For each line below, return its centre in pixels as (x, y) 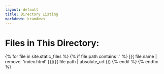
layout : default (22, 10)
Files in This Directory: (52, 43)
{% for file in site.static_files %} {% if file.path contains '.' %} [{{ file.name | (81, 56)
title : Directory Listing (32, 14)
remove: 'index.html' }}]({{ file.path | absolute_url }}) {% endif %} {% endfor (82, 62)
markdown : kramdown (25, 19)
